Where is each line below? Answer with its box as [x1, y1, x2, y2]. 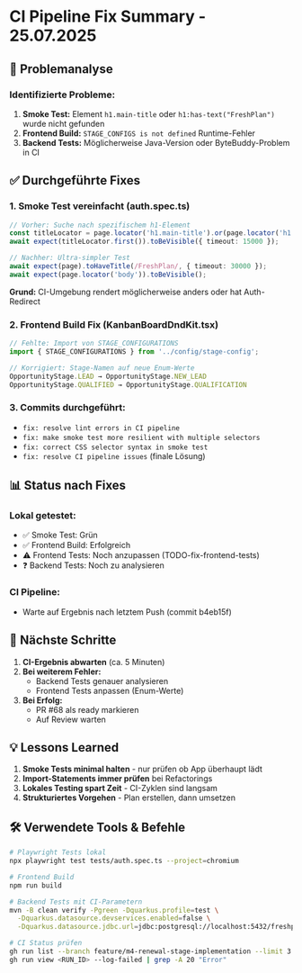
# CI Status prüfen [9, 939, 83, 948]
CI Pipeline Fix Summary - [9, 6, 207, 27]
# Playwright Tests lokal [9, 848, 106, 857]
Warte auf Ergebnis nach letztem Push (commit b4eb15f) [22, 606, 232, 617]
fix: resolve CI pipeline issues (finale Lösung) [22, 450, 206, 461]
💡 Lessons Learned [9, 740, 120, 755]
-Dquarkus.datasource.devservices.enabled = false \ [17, 914, 211, 923]
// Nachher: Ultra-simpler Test [9, 254, 130, 263]
